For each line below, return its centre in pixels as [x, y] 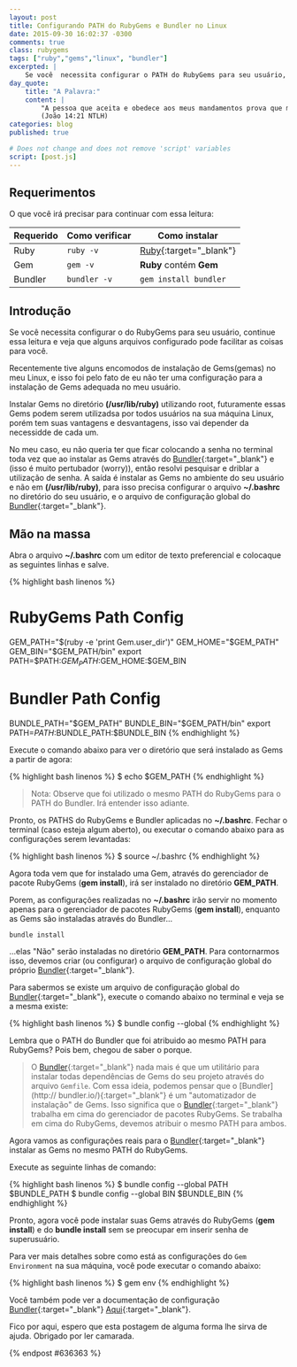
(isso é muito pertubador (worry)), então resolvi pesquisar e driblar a [134, 468]
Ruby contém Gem [179, 265]
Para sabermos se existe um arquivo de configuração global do [125, 987]
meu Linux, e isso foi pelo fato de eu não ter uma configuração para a [136, 378]
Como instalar [188, 236]
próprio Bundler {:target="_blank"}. [72, 969]
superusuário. [34, 1239]
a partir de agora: [41, 759]
